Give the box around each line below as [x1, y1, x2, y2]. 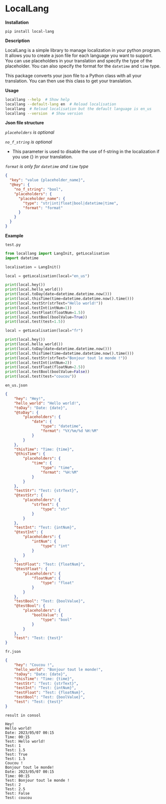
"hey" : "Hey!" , [14, 396, 46, 401]
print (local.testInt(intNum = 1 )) [5, 305, 72, 310]
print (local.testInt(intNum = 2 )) [5, 360, 72, 365]
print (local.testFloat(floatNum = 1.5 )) [5, 310, 85, 315]
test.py [5, 242, 21, 247]
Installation [5, 19, 29, 25]
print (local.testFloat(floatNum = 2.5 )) [5, 365, 85, 370]
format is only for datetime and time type [5, 163, 89, 169]
